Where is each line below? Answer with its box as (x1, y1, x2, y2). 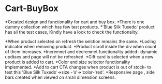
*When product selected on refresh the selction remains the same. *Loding (5, 38, 156, 44)
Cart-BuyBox (5, 3, 59, 14)
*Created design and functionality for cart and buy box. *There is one (5, 19, 145, 25)
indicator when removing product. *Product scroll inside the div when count (5, 43, 157, 49)
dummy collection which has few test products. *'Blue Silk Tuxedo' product (5, 24, 155, 29)
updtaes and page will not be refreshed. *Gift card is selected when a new (5, 54, 154, 59)
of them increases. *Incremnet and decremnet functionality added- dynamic (5, 49, 158, 55)
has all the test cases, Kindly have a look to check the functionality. (5, 29, 139, 35)
